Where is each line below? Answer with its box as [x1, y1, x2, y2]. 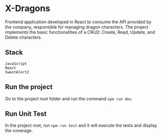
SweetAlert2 [5, 70, 29, 75]
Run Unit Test [5, 109, 47, 118]
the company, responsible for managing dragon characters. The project [5, 24, 148, 30]
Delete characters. [5, 34, 42, 40]
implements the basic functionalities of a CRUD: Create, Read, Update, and [5, 29, 155, 35]
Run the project [5, 83, 53, 91]
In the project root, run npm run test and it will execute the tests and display [5, 123, 157, 128]
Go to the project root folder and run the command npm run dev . [5, 95, 133, 102]
